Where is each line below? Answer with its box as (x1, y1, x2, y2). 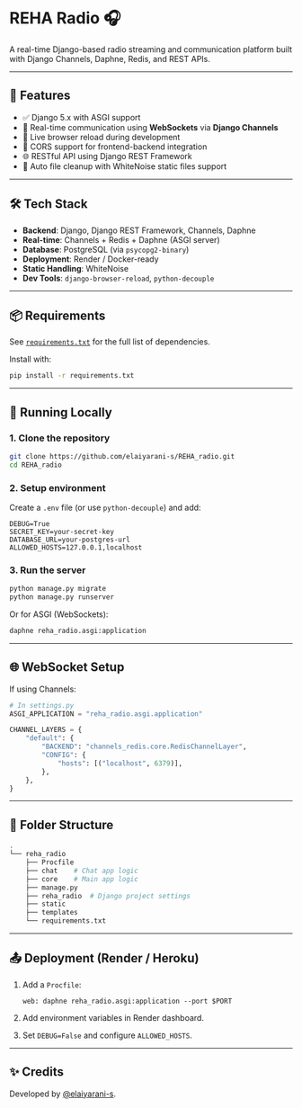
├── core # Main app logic (25, 874, 139, 883)
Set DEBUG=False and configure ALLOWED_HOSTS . (22, 1030, 193, 1041)
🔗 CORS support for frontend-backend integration (22, 141, 208, 152)
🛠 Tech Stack (9, 196, 88, 212)
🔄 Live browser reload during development (22, 131, 181, 142)
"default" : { (25, 734, 75, 743)
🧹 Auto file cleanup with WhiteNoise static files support (22, 160, 227, 172)
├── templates (25, 908, 78, 917)
